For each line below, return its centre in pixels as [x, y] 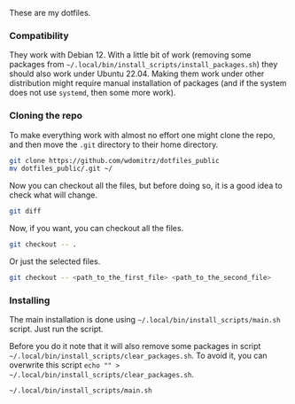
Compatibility [39, 35]
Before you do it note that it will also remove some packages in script [135, 346]
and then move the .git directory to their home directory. [114, 144]
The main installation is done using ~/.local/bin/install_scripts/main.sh [145, 320]
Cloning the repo [46, 116]
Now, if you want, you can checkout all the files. [97, 229]
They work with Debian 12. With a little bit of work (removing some [130, 55]
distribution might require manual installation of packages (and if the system [148, 83]
